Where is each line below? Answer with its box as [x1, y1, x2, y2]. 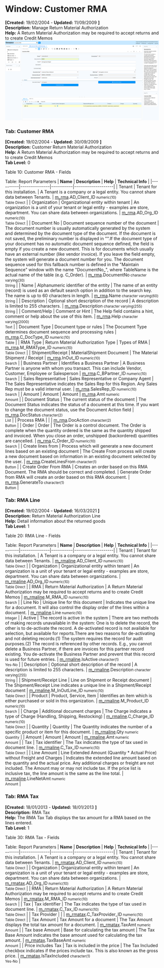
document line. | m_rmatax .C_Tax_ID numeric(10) [5, 906, 99, 912]
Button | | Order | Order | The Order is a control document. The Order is [5, 422, 146, 428]
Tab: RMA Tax [5, 793, 39, 800]
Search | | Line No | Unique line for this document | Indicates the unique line [5, 599, 155, 605]
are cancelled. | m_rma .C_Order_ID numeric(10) [5, 438, 96, 444]
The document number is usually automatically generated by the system [5, 226, 150, 231]
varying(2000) [5, 320, 29, 325]
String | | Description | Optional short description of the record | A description [5, 298, 159, 304]
